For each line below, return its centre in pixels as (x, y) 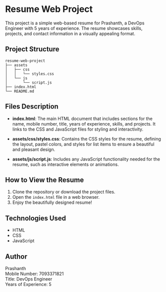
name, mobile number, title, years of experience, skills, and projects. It (84, 124)
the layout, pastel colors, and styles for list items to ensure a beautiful (83, 144)
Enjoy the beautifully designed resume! (52, 202)
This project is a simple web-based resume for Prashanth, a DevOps (75, 23)
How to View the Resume (45, 180)
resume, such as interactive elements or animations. (65, 164)
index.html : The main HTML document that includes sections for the (82, 119)
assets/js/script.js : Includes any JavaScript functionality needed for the (86, 159)
